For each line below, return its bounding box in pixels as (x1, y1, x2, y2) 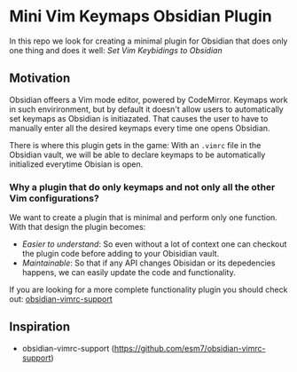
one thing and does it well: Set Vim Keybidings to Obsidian (9, 44, 223, 55)
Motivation (9, 71, 71, 86)
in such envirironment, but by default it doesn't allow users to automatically (9, 104, 284, 115)
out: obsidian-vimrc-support (9, 294, 113, 305)
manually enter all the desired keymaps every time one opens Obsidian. (9, 123, 270, 133)
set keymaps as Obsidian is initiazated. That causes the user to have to (9, 113, 269, 123)
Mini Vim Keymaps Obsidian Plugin (9, 6, 272, 27)
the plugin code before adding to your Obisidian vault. (21, 249, 220, 259)
